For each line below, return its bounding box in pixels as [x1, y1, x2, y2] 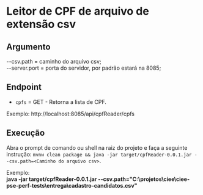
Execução [6, 128, 45, 138]
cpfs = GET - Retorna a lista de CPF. [15, 98, 107, 105]
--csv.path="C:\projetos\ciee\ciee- [97, 175, 190, 183]
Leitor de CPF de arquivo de [6, 4, 150, 18]
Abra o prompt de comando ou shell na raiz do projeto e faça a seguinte [6, 144, 188, 151]
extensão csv [6, 17, 76, 31]
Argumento [6, 42, 51, 52]
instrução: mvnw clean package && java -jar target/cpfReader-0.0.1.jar [6, 150, 192, 158]
